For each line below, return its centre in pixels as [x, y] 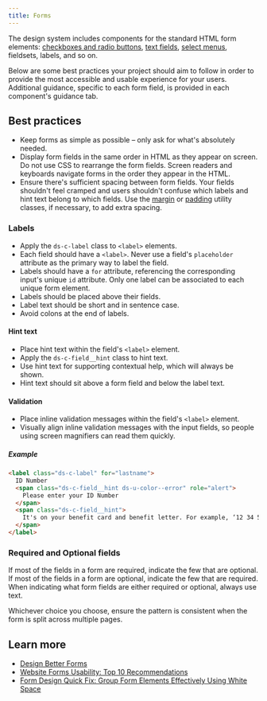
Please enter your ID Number [71, 495]
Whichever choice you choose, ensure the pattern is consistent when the [128, 611]
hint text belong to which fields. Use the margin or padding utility [126, 199]
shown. [32, 374]
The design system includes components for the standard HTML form [122, 38]
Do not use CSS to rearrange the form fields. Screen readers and [126, 166]
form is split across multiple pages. [66, 619]
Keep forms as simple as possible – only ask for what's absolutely [128, 140]
